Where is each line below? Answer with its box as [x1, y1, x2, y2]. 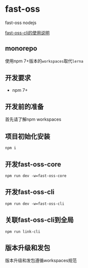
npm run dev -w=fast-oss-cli [5, 201, 65, 206]
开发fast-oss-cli [5, 188, 55, 196]
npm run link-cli [5, 229, 41, 234]
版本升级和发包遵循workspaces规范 [5, 258, 77, 264]
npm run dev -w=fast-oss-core [5, 173, 67, 178]
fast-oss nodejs [5, 20, 37, 26]
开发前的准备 [5, 102, 44, 111]
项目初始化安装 [5, 132, 50, 140]
